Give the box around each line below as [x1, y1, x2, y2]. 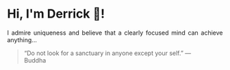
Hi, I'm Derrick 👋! [7, 6, 105, 22]
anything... [7, 35, 38, 43]
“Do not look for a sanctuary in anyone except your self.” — [23, 49, 192, 57]
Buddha [23, 56, 47, 64]
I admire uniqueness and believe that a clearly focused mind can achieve [7, 29, 223, 37]
